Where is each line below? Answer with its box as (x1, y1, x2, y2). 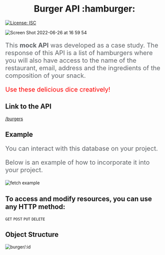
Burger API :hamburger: (33, 3, 136, 15)
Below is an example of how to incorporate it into (5, 159, 150, 167)
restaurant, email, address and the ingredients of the (5, 64, 160, 72)
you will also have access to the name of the (5, 56, 137, 65)
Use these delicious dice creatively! (5, 85, 111, 93)
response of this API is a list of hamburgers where (5, 48, 153, 57)
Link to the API (5, 102, 52, 111)
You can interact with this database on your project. (5, 144, 158, 153)
